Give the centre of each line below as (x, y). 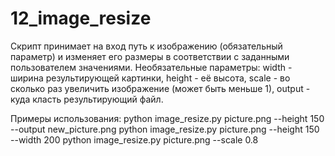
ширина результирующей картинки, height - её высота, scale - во (150, 78)
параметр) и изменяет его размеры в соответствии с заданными (150, 56)
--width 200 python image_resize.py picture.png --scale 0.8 (134, 139)
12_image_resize (81, 18)
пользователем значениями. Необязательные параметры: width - (151, 67)
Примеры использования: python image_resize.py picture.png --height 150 (167, 118)
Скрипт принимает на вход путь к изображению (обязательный (146, 46)
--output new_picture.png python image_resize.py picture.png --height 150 (165, 129)
